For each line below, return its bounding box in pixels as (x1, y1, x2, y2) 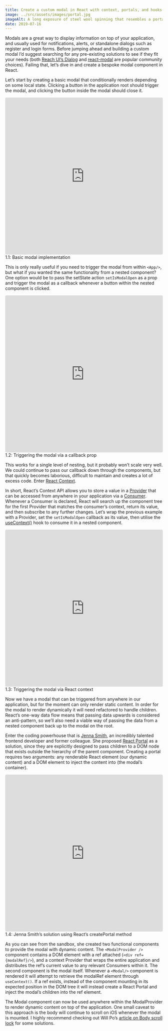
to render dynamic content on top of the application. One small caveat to (5, 1004, 155, 1010)
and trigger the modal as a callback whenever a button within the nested (5, 280, 154, 286)
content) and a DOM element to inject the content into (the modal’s (5, 759, 142, 765)
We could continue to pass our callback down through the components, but (5, 467, 161, 473)
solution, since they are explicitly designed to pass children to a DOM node (5, 743, 159, 749)
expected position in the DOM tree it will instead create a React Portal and (5, 984, 157, 990)
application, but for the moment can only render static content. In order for (5, 701, 159, 707)
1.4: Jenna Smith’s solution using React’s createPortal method (5, 932, 132, 938)
